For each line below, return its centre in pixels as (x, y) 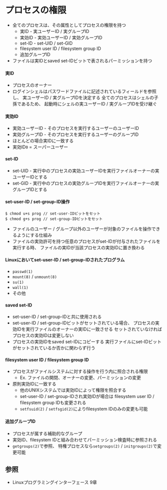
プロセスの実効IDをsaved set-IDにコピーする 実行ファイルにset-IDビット (87, 342)
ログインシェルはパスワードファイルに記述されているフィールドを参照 (84, 91)
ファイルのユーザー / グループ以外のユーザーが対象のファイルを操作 (82, 228)
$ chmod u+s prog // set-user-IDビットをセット (53, 213)
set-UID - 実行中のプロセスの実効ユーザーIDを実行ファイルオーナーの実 (86, 170)
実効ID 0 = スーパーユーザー (40, 147)
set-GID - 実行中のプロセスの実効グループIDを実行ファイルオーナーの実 (86, 183)
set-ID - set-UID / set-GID (46, 43)
